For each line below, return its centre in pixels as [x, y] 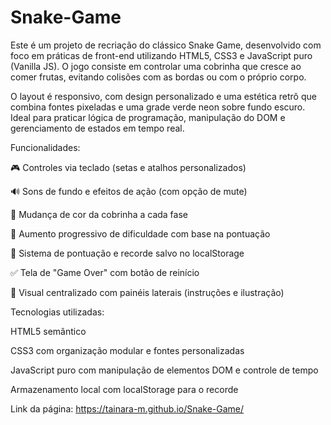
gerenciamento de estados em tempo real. [97, 128]
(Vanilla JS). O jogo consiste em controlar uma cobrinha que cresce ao [156, 66]
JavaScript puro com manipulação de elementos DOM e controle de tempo [164, 370]
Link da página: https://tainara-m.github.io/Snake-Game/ [127, 408]
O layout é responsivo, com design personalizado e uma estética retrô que [163, 96]
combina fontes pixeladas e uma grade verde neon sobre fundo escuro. [158, 107]
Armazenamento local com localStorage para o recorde [124, 389]
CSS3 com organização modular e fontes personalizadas [127, 350]
